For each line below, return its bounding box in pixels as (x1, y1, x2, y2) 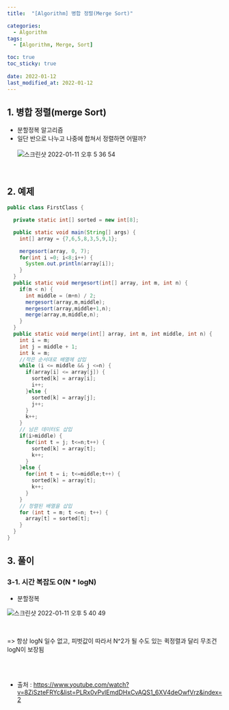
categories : (7, 22, 41, 29)
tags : (7, 35, 23, 42)
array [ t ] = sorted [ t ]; (25, 515, 90, 522)
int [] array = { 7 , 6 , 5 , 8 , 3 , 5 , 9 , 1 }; (19, 235, 118, 242)
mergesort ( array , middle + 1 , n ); (25, 305, 111, 312)
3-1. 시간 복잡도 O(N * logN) (7, 577, 97, 587)
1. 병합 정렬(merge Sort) (7, 106, 107, 118)
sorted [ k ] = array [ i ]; (31, 375, 96, 382)
